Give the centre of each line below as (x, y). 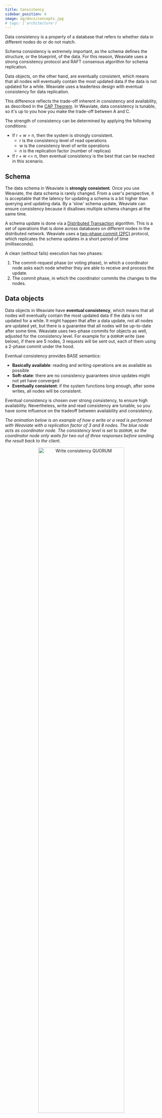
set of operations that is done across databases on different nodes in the (77, 229)
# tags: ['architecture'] (31, 23)
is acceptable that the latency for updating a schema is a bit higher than (76, 198)
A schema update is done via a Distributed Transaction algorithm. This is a (79, 223)
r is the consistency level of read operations (63, 141)
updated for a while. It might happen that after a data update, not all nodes (79, 320)
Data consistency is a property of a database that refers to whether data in (79, 37)
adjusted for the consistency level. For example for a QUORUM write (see (75, 336)
